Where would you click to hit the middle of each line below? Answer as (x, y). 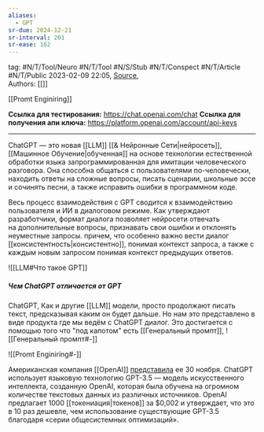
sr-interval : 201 (37, 37)
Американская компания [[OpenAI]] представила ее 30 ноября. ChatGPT (131, 370)
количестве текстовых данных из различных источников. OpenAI (118, 395)
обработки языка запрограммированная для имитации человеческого (127, 162)
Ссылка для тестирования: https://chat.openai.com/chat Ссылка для (125, 114)
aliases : (22, 15)
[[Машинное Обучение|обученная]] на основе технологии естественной (130, 153)
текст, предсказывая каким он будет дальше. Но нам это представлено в (132, 314)
